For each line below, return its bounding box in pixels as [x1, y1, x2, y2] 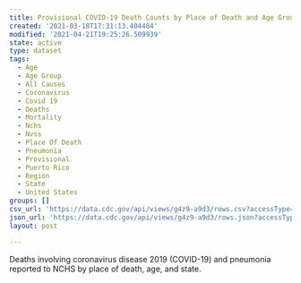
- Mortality [17, 113, 63, 122]
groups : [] [9, 196, 50, 206]
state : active [9, 38, 63, 47]
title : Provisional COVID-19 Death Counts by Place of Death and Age [9, 13, 275, 22]
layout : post [9, 221, 58, 230]
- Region [17, 171, 50, 180]
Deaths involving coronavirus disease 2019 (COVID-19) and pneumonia [9, 253, 271, 264]
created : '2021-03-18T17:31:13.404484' [9, 21, 159, 30]
